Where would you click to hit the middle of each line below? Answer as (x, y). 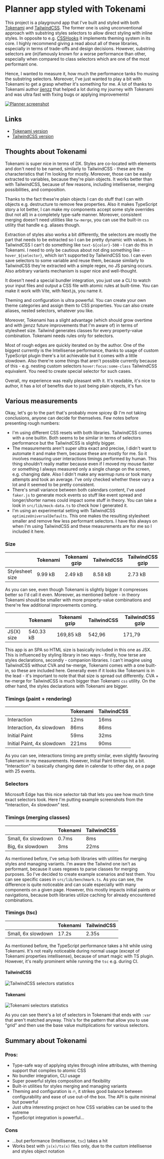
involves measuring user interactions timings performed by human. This (84, 459)
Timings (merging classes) (37, 818)
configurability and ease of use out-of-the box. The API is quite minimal (84, 1096)
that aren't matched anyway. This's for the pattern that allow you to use (77, 1020)
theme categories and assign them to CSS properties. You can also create (79, 305)
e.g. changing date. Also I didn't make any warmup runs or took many (82, 474)
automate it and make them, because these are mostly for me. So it (80, 454)
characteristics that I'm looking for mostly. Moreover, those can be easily (78, 174)
